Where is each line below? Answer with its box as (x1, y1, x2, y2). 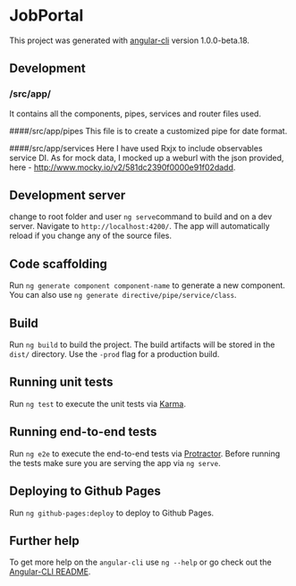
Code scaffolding (9, 256, 107, 271)
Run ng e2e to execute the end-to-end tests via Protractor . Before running (9, 448, 281, 459)
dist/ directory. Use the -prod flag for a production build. (9, 349, 220, 360)
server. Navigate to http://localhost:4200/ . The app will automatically (9, 221, 270, 232)
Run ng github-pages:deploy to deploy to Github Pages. (9, 507, 215, 518)
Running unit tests (9, 375, 114, 390)
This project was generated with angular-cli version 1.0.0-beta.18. (9, 35, 250, 46)
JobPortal (9, 5, 84, 26)
